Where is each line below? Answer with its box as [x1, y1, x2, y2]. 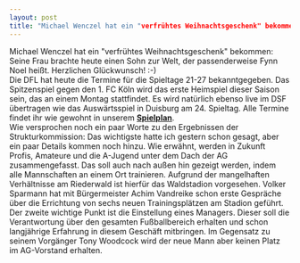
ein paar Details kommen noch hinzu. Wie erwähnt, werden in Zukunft [9, 140, 266, 152]
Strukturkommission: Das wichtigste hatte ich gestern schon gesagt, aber [9, 131, 279, 142]
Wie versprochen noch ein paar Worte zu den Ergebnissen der [9, 121, 239, 132]
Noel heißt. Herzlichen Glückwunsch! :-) [9, 64, 157, 76]
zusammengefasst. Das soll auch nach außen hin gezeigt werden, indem [9, 160, 277, 170]
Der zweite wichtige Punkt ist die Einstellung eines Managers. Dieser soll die [9, 207, 290, 218]
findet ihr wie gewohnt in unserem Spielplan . [9, 112, 175, 123]
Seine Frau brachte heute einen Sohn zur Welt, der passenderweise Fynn [9, 55, 279, 66]
